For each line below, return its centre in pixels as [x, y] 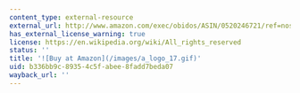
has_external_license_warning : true [77, 34]
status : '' [29, 50]
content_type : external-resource [71, 17]
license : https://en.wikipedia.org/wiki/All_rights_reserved [125, 42]
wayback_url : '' [39, 75]
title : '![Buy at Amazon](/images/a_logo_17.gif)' [105, 58]
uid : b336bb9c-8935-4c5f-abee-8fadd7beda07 [92, 67]
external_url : [36, 26]
